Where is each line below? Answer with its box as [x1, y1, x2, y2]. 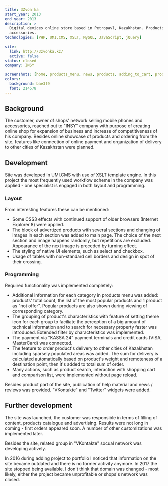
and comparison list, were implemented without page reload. [12, 372, 138, 378]
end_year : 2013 [5, 16, 37, 21]
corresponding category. [12, 308, 64, 314]
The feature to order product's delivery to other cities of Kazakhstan [12, 345, 153, 351]
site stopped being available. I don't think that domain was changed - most [5, 466, 159, 472]
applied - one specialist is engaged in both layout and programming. [5, 183, 146, 189]
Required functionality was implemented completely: [5, 282, 113, 288]
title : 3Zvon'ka [5, 7, 39, 12]
